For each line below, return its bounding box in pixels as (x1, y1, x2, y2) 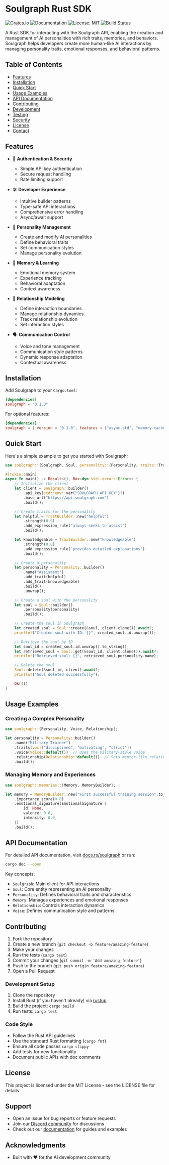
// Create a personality (14, 560, 66, 566)
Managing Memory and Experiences (5, 771, 96, 778)
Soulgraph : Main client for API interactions (12, 881, 100, 887)
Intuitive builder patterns (20, 198, 71, 204)
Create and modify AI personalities (20, 234, 92, 240)
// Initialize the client (14, 481, 69, 486)
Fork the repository (12, 936, 53, 942)
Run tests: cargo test (12, 1008, 57, 1014)
